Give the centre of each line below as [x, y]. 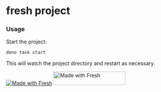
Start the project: [26, 42]
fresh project [38, 11]
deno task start [26, 53]
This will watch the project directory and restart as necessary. [80, 63]
